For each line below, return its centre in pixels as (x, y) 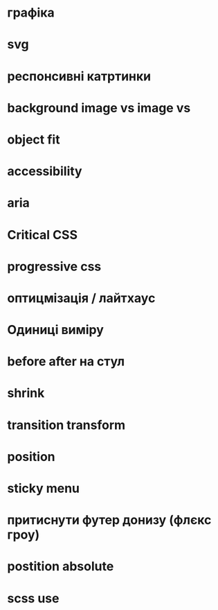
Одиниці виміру (55, 330)
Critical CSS (43, 235)
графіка (31, 13)
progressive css (54, 267)
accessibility (45, 172)
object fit (34, 139)
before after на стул (66, 361)
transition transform (66, 425)
